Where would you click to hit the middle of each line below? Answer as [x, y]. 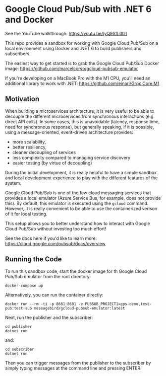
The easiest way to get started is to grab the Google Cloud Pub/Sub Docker [82, 63]
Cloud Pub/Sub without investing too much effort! [56, 228]
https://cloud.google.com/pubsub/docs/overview [55, 243]
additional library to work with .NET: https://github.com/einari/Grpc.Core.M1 [82, 83]
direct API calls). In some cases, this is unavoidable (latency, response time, [83, 121]
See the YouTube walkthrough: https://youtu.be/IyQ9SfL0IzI [66, 33]
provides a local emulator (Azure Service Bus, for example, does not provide [83, 198]
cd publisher [19, 326]
